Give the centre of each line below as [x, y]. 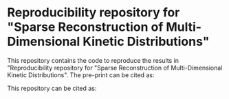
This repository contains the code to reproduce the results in [93, 60]
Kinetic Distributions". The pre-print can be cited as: [81, 75]
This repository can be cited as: [52, 88]
